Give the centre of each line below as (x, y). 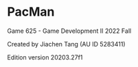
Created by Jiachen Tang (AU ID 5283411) (66, 44)
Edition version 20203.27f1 (45, 57)
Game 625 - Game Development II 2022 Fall (69, 31)
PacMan (31, 12)
